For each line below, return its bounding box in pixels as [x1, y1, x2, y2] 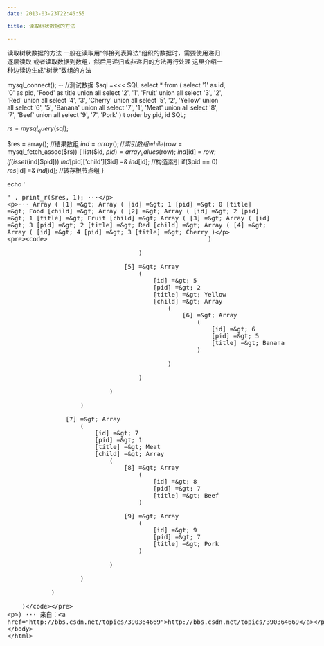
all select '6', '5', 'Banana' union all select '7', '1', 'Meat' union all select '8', [7, 103, 218, 112]
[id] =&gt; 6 [211, 325, 256, 333]
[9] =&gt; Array [123, 512, 179, 521]
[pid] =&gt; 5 [211, 332, 260, 340]
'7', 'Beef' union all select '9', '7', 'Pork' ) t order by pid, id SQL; [7, 110, 186, 119]
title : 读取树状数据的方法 [7, 22, 76, 30]
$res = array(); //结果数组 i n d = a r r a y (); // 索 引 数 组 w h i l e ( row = [7, 140, 182, 148]
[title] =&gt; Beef [153, 491, 219, 500]
